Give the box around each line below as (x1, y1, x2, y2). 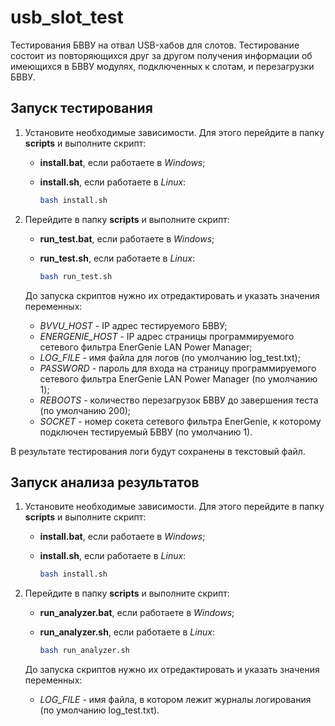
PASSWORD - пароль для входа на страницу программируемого (39, 362, 317, 374)
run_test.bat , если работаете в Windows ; (39, 232, 215, 245)
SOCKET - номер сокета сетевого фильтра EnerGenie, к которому (39, 415, 322, 427)
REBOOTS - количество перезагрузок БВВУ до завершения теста (39, 394, 319, 406)
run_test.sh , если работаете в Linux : (39, 252, 195, 264)
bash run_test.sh (39, 271, 113, 281)
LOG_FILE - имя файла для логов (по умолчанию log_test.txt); (39, 351, 301, 363)
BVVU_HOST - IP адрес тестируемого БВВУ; (39, 319, 228, 331)
